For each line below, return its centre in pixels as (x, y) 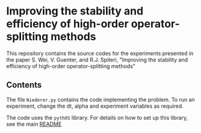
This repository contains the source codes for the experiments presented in (100, 53)
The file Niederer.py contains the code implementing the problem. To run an (101, 99)
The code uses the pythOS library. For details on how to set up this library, (97, 117)
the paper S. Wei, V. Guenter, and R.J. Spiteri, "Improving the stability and (97, 60)
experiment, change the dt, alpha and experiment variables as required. (95, 106)
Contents (24, 85)
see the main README (34, 124)
